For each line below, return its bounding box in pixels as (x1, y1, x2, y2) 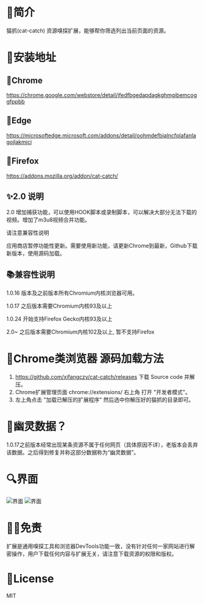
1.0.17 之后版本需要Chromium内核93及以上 (6, 303, 113, 310)
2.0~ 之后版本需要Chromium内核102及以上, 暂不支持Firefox (6, 328, 155, 336)
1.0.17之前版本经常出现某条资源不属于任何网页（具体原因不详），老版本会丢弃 (6, 441, 199, 448)
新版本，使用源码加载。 (6, 250, 65, 257)
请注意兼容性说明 (6, 229, 49, 237)
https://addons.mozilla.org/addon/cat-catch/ (6, 172, 119, 179)
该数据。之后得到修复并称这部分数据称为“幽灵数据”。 (6, 449, 139, 456)
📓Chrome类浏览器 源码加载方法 (6, 352, 164, 366)
